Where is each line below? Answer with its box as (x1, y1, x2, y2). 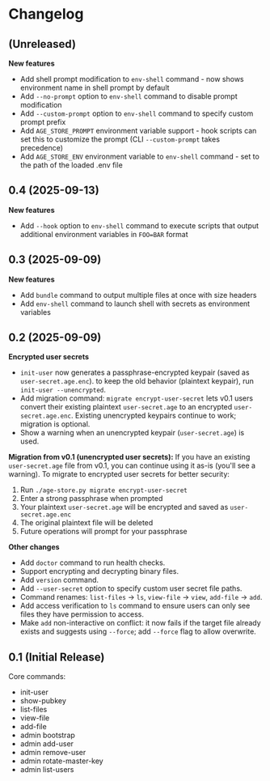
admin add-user (19, 739, 74, 749)
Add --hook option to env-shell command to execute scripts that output (19, 220, 259, 231)
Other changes (8, 542, 60, 552)
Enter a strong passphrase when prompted (19, 494, 163, 503)
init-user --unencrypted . (19, 385, 107, 395)
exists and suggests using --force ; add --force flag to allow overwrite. (19, 626, 256, 636)
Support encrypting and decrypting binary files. (19, 567, 179, 576)
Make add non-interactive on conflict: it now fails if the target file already (19, 618, 261, 628)
